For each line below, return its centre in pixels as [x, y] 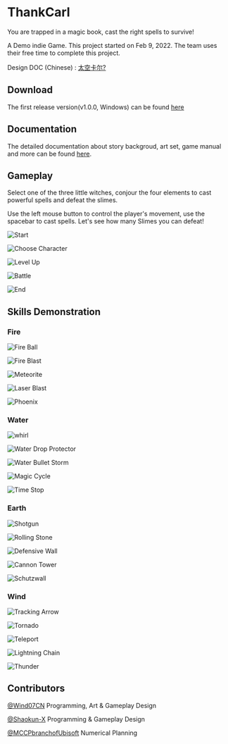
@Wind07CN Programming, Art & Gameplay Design [82, 705]
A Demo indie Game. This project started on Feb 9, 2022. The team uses [112, 45]
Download [30, 90]
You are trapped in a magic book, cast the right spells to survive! [101, 32]
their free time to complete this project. [64, 53]
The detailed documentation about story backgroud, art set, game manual [114, 146]
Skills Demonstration [54, 312]
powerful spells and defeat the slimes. [63, 200]
